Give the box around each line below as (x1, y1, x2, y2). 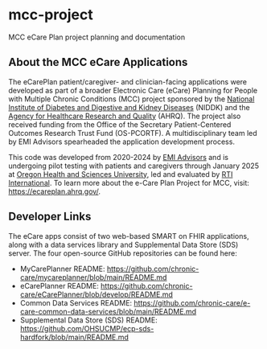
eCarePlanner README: (19, 281, 99, 290)
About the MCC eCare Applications (8, 55, 188, 69)
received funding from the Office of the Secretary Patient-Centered (8, 119, 232, 129)
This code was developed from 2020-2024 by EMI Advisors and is (8, 152, 229, 162)
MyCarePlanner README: (19, 264, 106, 273)
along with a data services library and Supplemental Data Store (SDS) (8, 240, 239, 249)
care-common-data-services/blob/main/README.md (19, 306, 197, 316)
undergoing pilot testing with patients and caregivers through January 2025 (8, 161, 260, 170)
